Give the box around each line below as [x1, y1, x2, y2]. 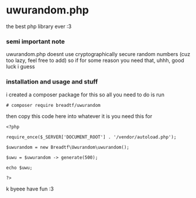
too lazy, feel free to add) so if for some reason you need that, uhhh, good [6, 57, 184, 64]
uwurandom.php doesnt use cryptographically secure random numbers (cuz [6, 51, 191, 58]
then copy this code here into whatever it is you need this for [6, 112, 153, 120]
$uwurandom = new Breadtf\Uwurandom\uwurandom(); [6, 144, 130, 150]
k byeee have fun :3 [6, 185, 54, 192]
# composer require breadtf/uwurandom [6, 102, 101, 108]
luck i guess [6, 63, 35, 70]
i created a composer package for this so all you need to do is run [6, 91, 165, 98]
